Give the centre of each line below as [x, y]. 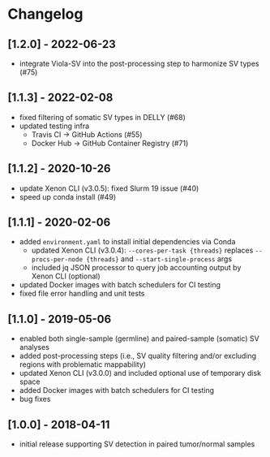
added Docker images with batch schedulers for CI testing [117, 390]
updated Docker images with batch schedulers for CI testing [120, 285]
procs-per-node [57, 260]
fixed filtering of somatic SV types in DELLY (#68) [102, 117]
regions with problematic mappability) [83, 364]
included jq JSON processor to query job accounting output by [136, 268]
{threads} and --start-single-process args [159, 259]
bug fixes [35, 399]
